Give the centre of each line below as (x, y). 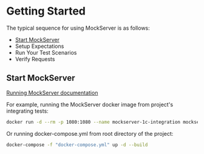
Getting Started (46, 11)
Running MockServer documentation (52, 93)
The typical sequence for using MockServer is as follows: (78, 28)
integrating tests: (27, 111)
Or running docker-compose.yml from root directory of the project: (90, 133)
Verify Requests (35, 59)
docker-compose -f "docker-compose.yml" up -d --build (77, 145)
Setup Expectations (39, 46)
